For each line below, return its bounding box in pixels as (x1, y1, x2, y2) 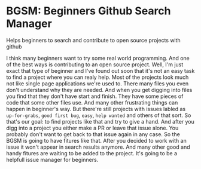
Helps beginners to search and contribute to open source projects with (6, 36, 181, 44)
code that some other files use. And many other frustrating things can (6, 99, 178, 106)
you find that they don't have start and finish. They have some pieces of (6, 93, 184, 100)
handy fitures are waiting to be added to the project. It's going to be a (6, 149, 178, 156)
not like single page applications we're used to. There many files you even (6, 79, 189, 87)
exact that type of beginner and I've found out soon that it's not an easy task (6, 67, 195, 74)
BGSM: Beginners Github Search (6, 4, 171, 18)
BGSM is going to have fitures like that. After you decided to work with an (6, 137, 187, 144)
